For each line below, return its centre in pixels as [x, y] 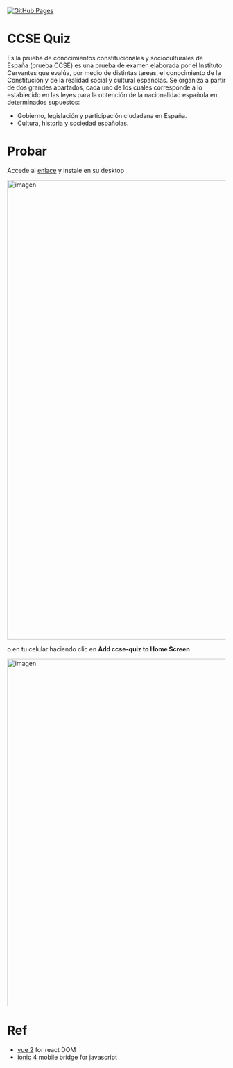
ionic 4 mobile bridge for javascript [67, 1057]
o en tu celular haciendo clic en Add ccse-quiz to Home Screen [99, 649]
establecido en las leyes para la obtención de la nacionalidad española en [112, 94]
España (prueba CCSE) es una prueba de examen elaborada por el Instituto [115, 65]
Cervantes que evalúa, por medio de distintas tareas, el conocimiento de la [114, 72]
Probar [27, 151]
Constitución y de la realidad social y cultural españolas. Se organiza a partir [116, 80]
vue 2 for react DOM [46, 1049]
